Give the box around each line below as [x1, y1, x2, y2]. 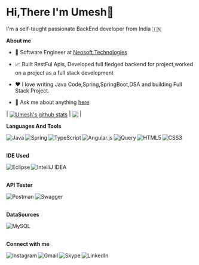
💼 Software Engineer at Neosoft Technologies [14, 48, 127, 56]
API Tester [6, 181, 33, 189]
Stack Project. [14, 87, 50, 94]
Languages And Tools [6, 122, 62, 130]
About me [6, 37, 32, 44]
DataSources [6, 211, 39, 218]
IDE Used [6, 152, 30, 159]
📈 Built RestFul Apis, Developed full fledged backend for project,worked [14, 60, 194, 67]
